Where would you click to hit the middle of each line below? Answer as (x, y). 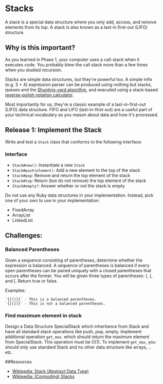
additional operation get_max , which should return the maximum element (77, 337)
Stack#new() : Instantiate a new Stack (48, 165)
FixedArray (23, 210)
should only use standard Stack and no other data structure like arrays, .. (78, 347)
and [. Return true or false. (31, 281)
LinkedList (22, 220)
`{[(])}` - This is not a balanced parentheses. (55, 303)
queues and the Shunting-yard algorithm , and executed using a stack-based (81, 90)
